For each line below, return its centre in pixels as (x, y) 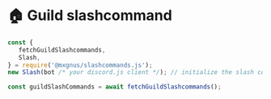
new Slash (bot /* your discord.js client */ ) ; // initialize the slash (131, 72)
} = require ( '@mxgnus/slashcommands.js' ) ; (80, 65)
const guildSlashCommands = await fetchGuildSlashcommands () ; (114, 87)
